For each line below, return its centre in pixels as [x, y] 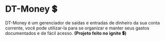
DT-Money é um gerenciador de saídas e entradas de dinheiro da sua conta [82, 22]
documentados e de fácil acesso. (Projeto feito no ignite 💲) [66, 33]
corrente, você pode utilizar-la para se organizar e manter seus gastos [77, 28]
